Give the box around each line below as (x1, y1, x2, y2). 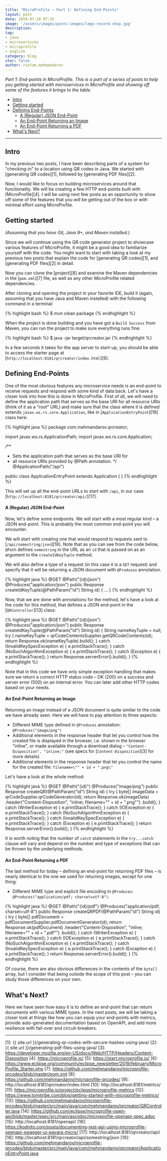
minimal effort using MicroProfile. (5, 202, 74, 208)
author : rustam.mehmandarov (5, 63, 64, 68)
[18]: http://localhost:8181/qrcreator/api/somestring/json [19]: (5, 1134, 130, 1140)
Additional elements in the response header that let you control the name (12, 759, 162, 765)
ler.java (5, 1108, 20, 1114)
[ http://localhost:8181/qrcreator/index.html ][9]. (5, 355, 109, 361)
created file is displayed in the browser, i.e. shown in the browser (12, 737, 146, 743)
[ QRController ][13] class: (5, 607, 56, 613)
